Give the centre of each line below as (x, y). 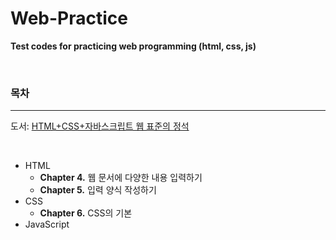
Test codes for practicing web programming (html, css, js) (133, 46)
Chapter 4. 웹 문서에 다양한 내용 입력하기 (121, 178)
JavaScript (47, 224)
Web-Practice (69, 18)
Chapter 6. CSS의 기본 (86, 213)
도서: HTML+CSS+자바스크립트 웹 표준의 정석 (100, 126)
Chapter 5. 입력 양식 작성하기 (98, 190)
